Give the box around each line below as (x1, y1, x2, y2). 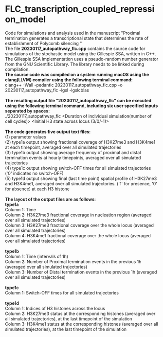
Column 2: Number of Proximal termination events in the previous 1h (5, 258, 142, 265)
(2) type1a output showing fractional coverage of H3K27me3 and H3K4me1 (5, 139, 156, 145)
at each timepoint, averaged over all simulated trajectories (5, 144, 122, 150)
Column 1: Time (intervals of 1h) (5, 253, 69, 259)
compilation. (5, 66, 30, 72)
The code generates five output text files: (5, 129, 91, 135)
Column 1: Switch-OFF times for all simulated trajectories (5, 290, 119, 295)
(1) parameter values (5, 134, 46, 140)
